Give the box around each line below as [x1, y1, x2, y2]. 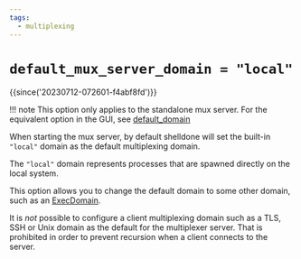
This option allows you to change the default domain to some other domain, [9, 186, 291, 197]
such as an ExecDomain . [9, 195, 101, 206]
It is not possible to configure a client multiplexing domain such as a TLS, [9, 213, 282, 224]
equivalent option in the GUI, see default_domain [9, 114, 191, 125]
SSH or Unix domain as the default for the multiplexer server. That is [9, 222, 263, 233]
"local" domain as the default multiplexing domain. [9, 141, 201, 152]
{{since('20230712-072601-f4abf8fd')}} [9, 87, 158, 97]
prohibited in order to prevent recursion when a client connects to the [9, 232, 268, 243]
